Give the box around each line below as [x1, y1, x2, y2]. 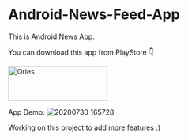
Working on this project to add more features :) [8, 123, 161, 132]
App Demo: [8, 107, 45, 116]
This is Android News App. [8, 32, 95, 41]
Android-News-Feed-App [8, 6, 180, 24]
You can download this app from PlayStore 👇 [8, 47, 155, 57]
